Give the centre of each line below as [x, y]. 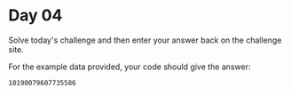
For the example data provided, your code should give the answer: [130, 67]
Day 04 [35, 16]
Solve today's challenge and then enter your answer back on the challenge [145, 40]
